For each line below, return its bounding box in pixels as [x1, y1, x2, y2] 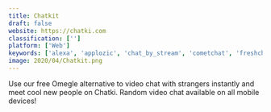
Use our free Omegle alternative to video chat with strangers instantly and [8, 78, 255, 89]
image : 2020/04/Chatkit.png [8, 57, 103, 65]
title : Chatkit [8, 11, 60, 20]
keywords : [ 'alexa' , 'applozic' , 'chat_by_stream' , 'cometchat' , [8, 49, 233, 57]
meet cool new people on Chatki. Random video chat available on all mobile [8, 87, 260, 97]
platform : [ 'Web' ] [8, 42, 70, 50]
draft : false [8, 19, 52, 27]
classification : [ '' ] [8, 34, 81, 43]
